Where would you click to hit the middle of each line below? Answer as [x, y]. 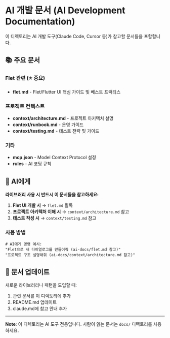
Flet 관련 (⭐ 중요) [25, 78]
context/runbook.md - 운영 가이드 [48, 125]
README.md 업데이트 [35, 302]
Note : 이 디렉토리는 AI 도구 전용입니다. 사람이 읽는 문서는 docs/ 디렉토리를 [79, 324]
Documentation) [40, 22]
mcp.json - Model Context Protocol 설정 [54, 158]
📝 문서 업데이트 [27, 272]
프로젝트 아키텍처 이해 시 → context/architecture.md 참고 [71, 212]
